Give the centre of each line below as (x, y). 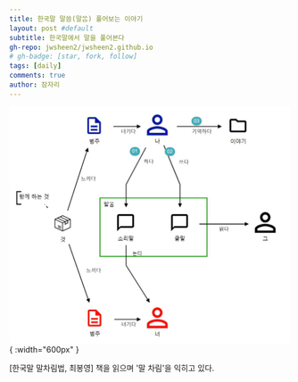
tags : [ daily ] (36, 66)
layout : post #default (51, 28)
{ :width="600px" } (44, 349)
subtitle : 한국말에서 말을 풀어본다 (67, 37)
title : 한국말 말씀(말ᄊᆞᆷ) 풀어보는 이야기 (76, 19)
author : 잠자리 (35, 85)
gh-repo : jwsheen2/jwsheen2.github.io (81, 47)
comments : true (37, 76)
